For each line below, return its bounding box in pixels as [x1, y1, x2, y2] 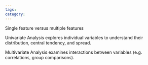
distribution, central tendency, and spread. [5, 40, 91, 45]
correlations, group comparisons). [5, 54, 74, 60]
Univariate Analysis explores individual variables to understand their [5, 35, 143, 41]
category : [5, 12, 26, 17]
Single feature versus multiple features [5, 25, 84, 31]
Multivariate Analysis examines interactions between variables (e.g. [5, 49, 142, 55]
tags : [5, 7, 16, 12]
